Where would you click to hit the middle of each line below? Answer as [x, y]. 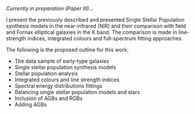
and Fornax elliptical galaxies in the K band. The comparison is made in [92, 32]
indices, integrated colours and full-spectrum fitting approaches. [105, 38]
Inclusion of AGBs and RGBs [48, 98]
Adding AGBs [30, 104]
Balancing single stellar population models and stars [77, 92]
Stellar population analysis [46, 73]
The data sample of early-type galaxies [62, 61]
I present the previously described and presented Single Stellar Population [95, 20]
